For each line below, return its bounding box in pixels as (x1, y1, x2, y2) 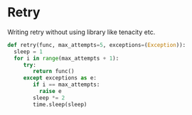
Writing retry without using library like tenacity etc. (7, 28, 156, 36)
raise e (38, 88, 62, 95)
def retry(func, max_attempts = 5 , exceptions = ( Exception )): (7, 41, 186, 48)
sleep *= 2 (33, 94, 65, 102)
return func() (33, 68, 75, 75)
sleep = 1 (14, 48, 43, 55)
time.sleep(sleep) (33, 101, 87, 108)
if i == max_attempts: (33, 81, 100, 89)
